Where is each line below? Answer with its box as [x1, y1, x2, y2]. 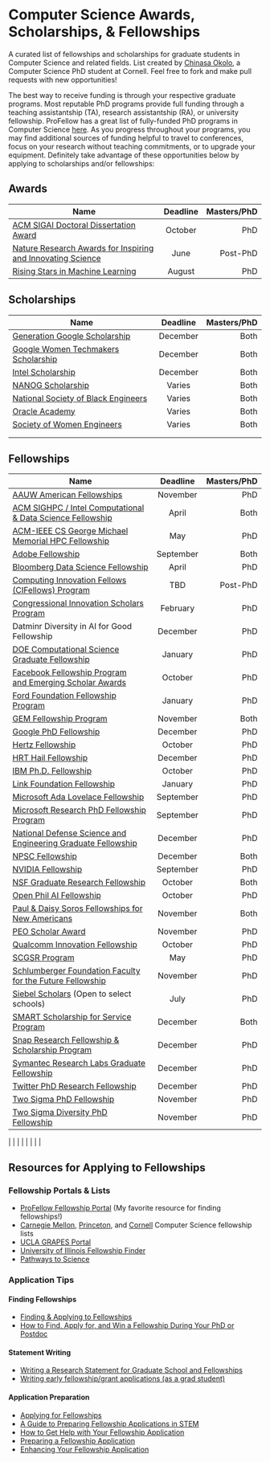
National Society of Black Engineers [12, 392, 148, 403]
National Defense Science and [12, 827, 127, 839]
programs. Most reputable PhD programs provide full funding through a [8, 99, 245, 108]
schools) [12, 998, 46, 1010]
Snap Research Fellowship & [12, 1035, 120, 1046]
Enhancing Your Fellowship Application [19, 1444, 149, 1454]
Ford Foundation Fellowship [12, 690, 117, 701]
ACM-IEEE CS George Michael [12, 525, 129, 537]
